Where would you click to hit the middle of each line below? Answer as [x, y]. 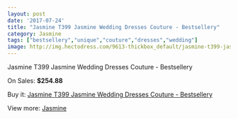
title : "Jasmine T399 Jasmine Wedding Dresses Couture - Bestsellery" [114, 27]
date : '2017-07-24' [36, 21]
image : [17, 47]
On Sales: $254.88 [35, 81]
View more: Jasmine [37, 108]
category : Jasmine [34, 34]
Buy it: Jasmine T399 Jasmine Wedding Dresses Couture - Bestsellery [110, 94]
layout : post [27, 14]
